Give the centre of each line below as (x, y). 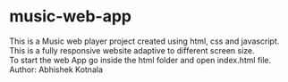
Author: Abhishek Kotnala (56, 70)
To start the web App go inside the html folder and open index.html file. (140, 60)
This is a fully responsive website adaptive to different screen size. (132, 50)
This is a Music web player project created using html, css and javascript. (144, 41)
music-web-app (71, 16)
